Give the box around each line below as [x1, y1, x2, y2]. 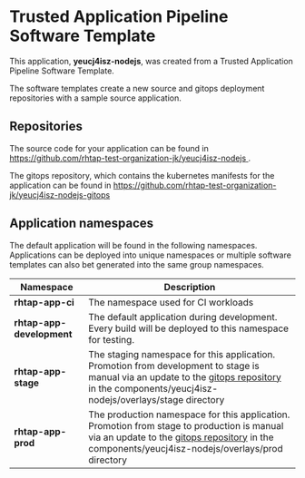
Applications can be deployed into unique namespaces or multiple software [9, 249, 292, 260]
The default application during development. [88, 310, 278, 323]
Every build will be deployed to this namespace [88, 322, 289, 335]
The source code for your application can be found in [9, 142, 209, 153]
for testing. [88, 333, 134, 346]
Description [163, 280, 216, 293]
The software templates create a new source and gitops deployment [9, 83, 265, 93]
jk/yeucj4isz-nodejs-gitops [9, 189, 111, 200]
